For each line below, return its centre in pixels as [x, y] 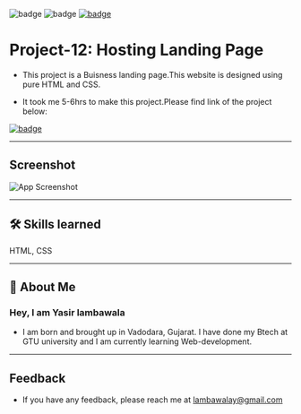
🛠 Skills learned [55, 224]
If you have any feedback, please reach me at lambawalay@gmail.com [152, 400]
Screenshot [43, 165]
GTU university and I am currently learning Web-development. [137, 341]
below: [34, 111]
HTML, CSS [31, 250]
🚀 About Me [43, 287]
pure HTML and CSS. [61, 84]
